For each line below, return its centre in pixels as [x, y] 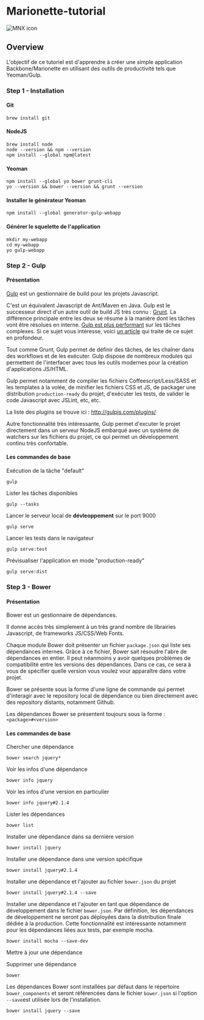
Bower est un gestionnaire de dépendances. [62, 615]
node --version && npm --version [49, 150]
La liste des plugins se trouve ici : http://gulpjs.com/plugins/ [81, 412]
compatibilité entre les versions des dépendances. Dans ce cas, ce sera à [99, 665]
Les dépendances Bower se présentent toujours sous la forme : [86, 714]
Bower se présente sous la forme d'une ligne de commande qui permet [96, 689]
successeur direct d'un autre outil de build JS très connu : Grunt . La [91, 311]
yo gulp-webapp [26, 250]
